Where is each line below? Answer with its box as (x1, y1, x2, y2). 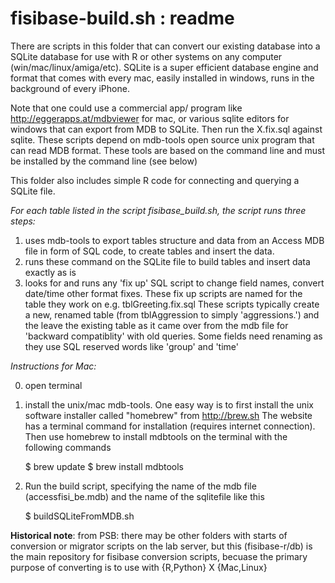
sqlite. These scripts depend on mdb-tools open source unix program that (10, 133, 315, 146)
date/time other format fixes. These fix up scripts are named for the (24, 287, 303, 299)
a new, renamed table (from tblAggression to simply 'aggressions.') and (24, 308, 320, 321)
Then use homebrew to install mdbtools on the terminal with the (24, 430, 288, 442)
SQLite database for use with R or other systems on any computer (10, 50, 283, 62)
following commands (24, 441, 112, 453)
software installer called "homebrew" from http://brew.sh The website (24, 409, 313, 421)
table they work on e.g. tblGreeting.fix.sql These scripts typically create (24, 298, 320, 310)
